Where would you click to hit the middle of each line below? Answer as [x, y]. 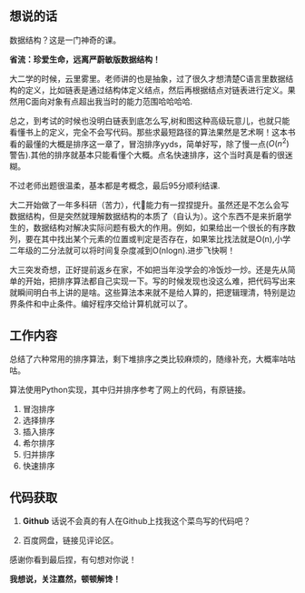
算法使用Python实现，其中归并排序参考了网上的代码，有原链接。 [130, 390]
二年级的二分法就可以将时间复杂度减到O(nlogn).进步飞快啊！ [123, 251]
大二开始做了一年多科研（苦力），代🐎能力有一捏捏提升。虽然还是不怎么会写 [149, 205]
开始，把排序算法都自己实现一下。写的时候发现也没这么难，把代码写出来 [160, 281]
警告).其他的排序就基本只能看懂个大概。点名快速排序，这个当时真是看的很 [148, 155]
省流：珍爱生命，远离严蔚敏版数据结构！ [85, 59]
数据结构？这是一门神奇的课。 [65, 40]
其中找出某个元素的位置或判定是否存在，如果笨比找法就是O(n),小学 [166, 239]
